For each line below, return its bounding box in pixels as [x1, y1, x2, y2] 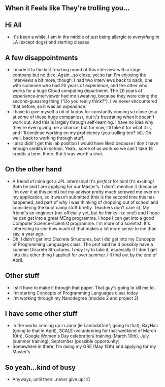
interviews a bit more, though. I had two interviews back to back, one [12, 77, 153, 83]
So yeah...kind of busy [5, 363, 76, 372]
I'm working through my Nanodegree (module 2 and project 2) [12, 295, 139, 301]
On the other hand [5, 165, 62, 174]
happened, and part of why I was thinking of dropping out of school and [12, 199, 159, 205]
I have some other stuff [5, 309, 78, 318]
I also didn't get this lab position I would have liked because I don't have [12, 141, 159, 146]
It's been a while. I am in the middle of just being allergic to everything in [12, 34, 160, 40]
